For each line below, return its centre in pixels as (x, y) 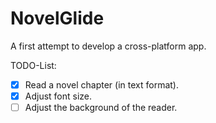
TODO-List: (33, 65)
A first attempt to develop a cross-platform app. (108, 46)
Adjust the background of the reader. (101, 108)
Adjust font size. (58, 96)
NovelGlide (57, 18)
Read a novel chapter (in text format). (101, 84)
